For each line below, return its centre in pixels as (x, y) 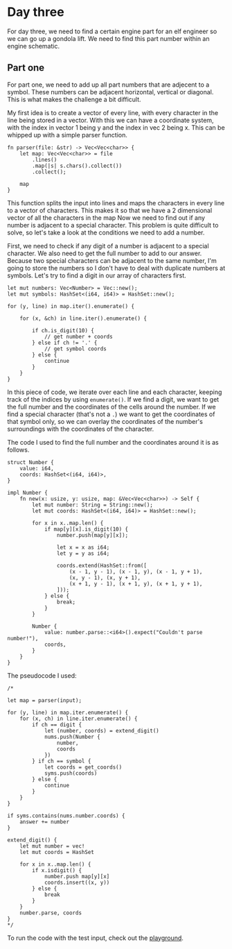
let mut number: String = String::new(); (93, 505)
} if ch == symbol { (62, 761)
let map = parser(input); (44, 700)
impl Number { (28, 493)
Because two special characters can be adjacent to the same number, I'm (112, 260)
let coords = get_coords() (83, 767)
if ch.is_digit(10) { (63, 330)
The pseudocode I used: (42, 675)
